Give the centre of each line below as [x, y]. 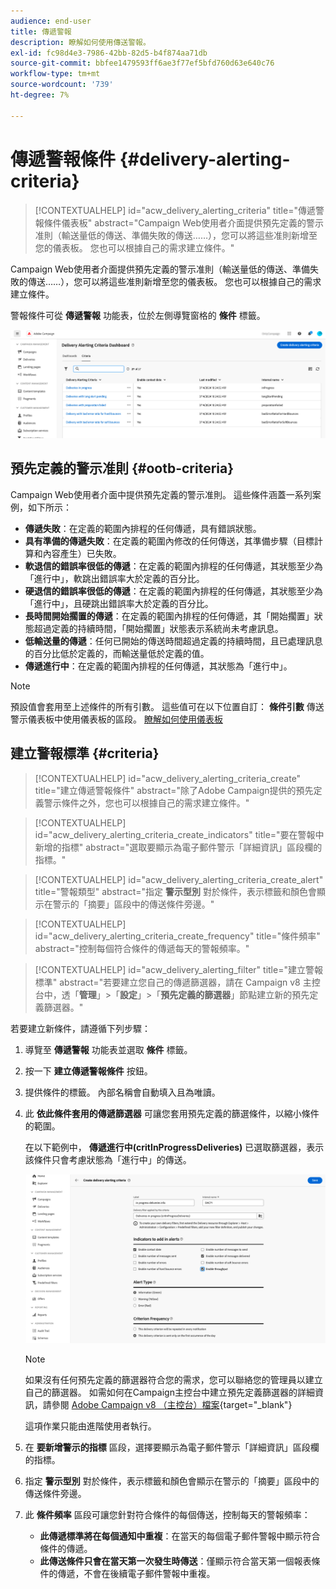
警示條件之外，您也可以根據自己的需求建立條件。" [146, 802]
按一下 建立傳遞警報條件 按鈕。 [88, 1071]
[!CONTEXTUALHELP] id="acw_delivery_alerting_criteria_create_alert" [179, 879]
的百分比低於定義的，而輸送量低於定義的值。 [117, 653]
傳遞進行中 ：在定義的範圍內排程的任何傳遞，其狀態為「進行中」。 [158, 666]
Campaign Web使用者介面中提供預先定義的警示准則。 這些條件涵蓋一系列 [161, 494]
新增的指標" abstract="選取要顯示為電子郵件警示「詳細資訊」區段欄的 [178, 847]
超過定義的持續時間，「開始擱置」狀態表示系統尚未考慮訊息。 [158, 628]
